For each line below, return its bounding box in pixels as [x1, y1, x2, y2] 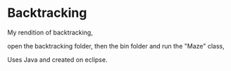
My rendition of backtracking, [7, 28, 93, 37]
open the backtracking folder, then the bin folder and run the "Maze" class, [7, 41, 225, 50]
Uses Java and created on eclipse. [7, 55, 108, 64]
